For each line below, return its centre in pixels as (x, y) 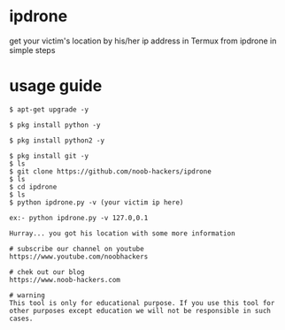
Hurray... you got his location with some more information (123, 233)
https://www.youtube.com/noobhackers (79, 257)
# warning (27, 295)
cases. (21, 318)
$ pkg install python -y (55, 125)
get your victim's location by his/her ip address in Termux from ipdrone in (143, 41)
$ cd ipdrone (33, 187)
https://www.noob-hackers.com (65, 280)
